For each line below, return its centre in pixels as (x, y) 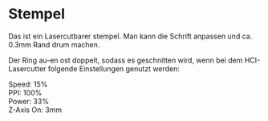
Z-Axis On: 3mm (35, 110)
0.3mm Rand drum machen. (54, 44)
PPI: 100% (25, 92)
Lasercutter (27, 68)
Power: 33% (29, 101)
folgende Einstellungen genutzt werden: (114, 68)
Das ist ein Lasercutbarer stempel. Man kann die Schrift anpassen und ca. (130, 36)
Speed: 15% (28, 84)
